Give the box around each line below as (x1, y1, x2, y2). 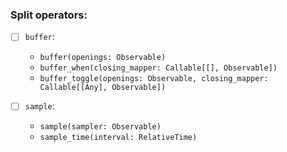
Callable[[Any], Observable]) (39, 83, 167, 93)
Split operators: (10, 8, 88, 22)
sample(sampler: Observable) (39, 122, 162, 132)
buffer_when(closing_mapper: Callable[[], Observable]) (39, 63, 278, 73)
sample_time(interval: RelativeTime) (39, 133, 198, 143)
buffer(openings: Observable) (39, 53, 167, 63)
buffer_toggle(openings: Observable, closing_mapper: (39, 74, 269, 84)
